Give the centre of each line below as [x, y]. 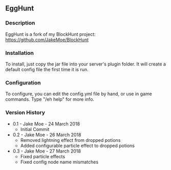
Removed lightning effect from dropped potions [70, 140]
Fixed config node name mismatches [59, 162]
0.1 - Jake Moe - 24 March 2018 [46, 124]
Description [20, 23]
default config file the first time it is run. [47, 69]
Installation [20, 53]
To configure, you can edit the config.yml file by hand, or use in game [79, 94]
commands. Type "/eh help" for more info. [50, 99]
